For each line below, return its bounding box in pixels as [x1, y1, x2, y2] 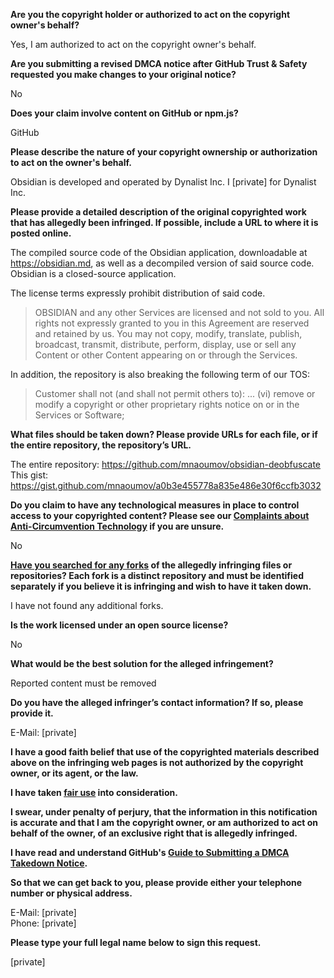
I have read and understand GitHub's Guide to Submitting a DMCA [10, 847, 290, 858]
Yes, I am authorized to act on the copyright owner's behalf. [10, 39, 257, 50]
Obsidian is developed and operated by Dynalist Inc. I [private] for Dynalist [10, 176, 317, 188]
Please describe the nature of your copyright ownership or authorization [10, 146, 318, 158]
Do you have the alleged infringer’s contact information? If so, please [10, 697, 304, 708]
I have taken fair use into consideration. [10, 787, 178, 798]
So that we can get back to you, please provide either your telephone [10, 877, 303, 888]
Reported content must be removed [10, 677, 157, 689]
